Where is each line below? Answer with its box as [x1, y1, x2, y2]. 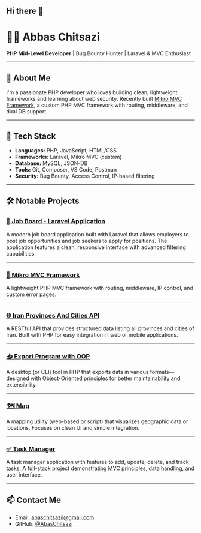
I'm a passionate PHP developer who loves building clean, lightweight [6, 89, 178, 96]
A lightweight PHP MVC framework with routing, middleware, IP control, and [6, 284, 193, 291]
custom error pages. [6, 291, 57, 298]
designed [6, 375, 30, 382]
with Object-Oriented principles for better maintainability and [31, 375, 181, 382]
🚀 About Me [6, 73, 51, 83]
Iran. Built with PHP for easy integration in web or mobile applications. [6, 331, 178, 339]
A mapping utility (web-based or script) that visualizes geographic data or [6, 418, 188, 425]
